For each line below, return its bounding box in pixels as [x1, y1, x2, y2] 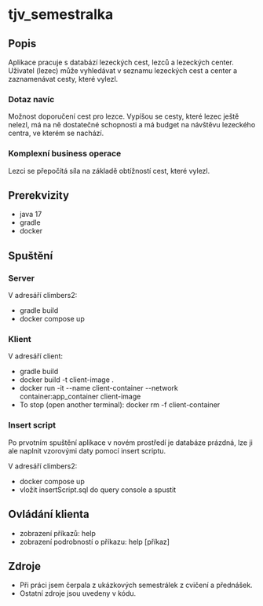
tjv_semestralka [8, 6, 114, 24]
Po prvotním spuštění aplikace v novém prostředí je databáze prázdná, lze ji [8, 438, 253, 447]
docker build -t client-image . [19, 375, 114, 384]
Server [8, 273, 35, 284]
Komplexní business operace [8, 148, 122, 159]
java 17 [19, 210, 42, 219]
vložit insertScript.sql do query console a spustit [19, 485, 177, 494]
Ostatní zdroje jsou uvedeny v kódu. [19, 589, 137, 598]
